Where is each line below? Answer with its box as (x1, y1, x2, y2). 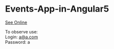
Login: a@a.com (5, 34, 38, 40)
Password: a (5, 39, 30, 45)
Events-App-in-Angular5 (5, 3, 109, 15)
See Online (5, 19, 28, 25)
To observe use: (5, 29, 38, 34)
